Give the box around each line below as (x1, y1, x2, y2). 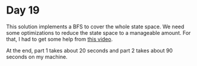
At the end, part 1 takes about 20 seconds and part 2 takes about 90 (6, 47, 173, 54)
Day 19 (6, 4, 40, 17)
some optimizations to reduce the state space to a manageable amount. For (6, 29, 191, 36)
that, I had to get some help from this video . (6, 35, 113, 42)
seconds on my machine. (6, 53, 68, 60)
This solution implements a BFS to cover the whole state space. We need (6, 23, 185, 30)
